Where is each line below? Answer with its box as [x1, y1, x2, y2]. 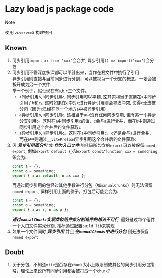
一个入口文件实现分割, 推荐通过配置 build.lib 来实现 [12, 223, 115, 229]
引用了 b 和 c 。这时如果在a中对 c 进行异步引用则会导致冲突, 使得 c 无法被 [19, 99, 156, 105]
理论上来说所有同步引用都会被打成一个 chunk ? [20, 268, 110, 274]
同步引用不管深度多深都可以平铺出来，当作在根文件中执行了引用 [12, 69, 139, 75]
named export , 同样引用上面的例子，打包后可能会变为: [12, 188, 118, 195]
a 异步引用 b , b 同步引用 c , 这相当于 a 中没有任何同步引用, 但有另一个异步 [19, 112, 156, 117]
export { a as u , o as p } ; [12, 207, 69, 212]
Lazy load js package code [5, 3, 114, 15]
